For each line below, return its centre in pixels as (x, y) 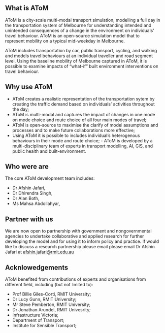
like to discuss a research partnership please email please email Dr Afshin (80, 247)
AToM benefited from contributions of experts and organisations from (76, 279)
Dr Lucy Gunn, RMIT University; (44, 300)
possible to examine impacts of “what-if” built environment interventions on (82, 66)
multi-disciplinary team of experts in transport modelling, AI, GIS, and (82, 146)
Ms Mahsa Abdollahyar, (36, 203)
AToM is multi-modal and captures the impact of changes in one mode (83, 114)
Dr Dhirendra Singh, (32, 193)
